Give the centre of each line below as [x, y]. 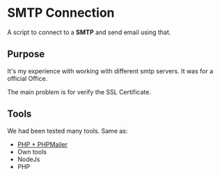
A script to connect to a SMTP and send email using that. [89, 32]
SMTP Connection [61, 13]
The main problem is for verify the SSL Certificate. [79, 91]
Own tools [32, 152]
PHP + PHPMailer [42, 144]
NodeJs [29, 159]
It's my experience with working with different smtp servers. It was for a [110, 71]
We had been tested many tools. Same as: [68, 131]
